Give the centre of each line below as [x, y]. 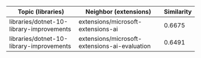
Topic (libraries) [41, 12]
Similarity [178, 12]
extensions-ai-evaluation [115, 46]
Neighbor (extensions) [118, 12]
